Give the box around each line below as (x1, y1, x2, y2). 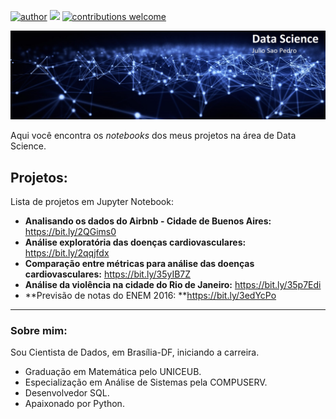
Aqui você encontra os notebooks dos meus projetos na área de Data (10, 130, 297, 142)
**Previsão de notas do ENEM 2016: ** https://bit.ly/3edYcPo (24, 290, 277, 302)
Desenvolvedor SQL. (24, 387, 110, 399)
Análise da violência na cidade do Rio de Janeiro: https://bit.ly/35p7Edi (24, 279, 322, 291)
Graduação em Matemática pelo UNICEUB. (24, 366, 202, 378)
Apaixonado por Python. (24, 398, 125, 410)
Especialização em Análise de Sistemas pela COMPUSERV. (24, 376, 268, 389)
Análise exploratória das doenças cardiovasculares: (24, 236, 247, 249)
